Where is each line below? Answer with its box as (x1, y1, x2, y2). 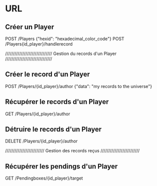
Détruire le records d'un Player (5, 125, 102, 134)
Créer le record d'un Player (5, 70, 90, 79)
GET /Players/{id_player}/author (5, 111, 70, 117)
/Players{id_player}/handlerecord (5, 41, 73, 47)
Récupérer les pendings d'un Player (5, 162, 118, 171)
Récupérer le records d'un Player (5, 97, 109, 106)
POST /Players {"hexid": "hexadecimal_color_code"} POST (5, 36, 125, 42)
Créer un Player (5, 23, 54, 31)
